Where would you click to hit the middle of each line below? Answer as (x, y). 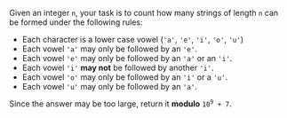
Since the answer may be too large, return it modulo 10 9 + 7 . (121, 104)
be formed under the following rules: (76, 22)
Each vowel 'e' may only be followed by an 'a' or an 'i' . (127, 58)
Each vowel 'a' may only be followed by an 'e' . (110, 49)
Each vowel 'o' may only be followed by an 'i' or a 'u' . (125, 77)
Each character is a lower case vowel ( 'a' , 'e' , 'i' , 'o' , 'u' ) (133, 39)
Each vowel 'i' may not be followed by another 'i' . (118, 67)
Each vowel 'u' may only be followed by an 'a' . (110, 87)
